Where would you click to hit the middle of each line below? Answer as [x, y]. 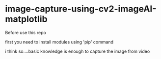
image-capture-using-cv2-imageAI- [81, 9]
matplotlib [26, 19]
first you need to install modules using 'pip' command [59, 42]
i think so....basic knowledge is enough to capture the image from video [78, 51]
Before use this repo [26, 32]
